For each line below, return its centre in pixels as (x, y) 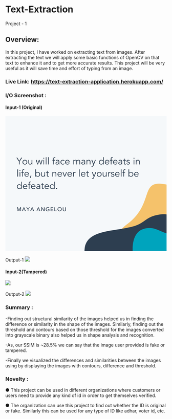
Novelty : (17, 379)
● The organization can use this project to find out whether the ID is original (86, 406)
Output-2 (15, 294)
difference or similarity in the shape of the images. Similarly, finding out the (84, 324)
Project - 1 (16, 24)
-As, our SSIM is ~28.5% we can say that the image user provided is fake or (85, 345)
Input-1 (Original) (24, 107)
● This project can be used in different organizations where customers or (83, 390)
